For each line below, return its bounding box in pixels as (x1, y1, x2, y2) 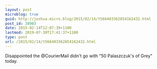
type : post (5, 35, 28, 40)
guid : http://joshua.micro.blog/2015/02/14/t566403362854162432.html (5, 16, 152, 21)
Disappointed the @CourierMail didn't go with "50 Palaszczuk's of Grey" (5, 53, 153, 59)
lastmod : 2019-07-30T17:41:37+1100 (5, 30, 78, 35)
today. (5, 58, 18, 64)
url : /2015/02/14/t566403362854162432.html (5, 39, 96, 44)
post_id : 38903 (5, 21, 37, 26)
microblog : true (5, 12, 39, 17)
